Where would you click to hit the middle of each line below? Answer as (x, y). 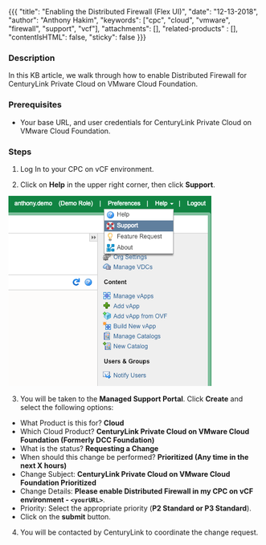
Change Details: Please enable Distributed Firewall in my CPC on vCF (137, 491)
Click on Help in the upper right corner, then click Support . (117, 185)
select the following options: (67, 407)
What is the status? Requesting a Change (89, 448)
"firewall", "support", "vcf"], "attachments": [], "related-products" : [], (123, 28)
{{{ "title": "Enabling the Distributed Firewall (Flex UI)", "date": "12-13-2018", (133, 12)
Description (32, 58)
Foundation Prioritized (58, 482)
